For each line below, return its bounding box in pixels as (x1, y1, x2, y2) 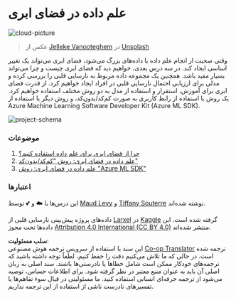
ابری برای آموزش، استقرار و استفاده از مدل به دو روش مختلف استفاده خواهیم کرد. (8, 86, 227, 95)
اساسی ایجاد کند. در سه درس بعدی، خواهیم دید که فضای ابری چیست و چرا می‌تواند (8, 63, 227, 72)
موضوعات (8, 133, 40, 143)
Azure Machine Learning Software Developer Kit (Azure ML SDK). (8, 101, 200, 110)
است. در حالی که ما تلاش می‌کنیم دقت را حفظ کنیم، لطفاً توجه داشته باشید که (8, 251, 214, 260)
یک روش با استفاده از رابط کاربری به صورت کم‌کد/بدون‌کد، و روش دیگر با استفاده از (8, 94, 230, 102)
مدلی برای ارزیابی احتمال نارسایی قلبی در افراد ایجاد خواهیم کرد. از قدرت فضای (8, 78, 220, 87)
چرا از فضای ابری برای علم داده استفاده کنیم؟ (18, 149, 140, 158)
